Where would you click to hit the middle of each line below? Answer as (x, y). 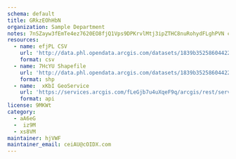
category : (22, 112)
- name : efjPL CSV (41, 46)
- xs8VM (25, 132)
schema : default (31, 14)
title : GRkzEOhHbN (34, 20)
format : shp (37, 79)
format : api (37, 99)
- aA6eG (25, 118)
